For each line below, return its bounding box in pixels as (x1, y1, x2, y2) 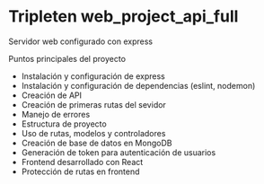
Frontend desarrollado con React (21, 156, 144, 167)
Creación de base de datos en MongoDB (21, 137, 172, 148)
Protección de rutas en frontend (21, 166, 140, 177)
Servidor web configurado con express (8, 36, 154, 47)
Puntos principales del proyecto (8, 53, 127, 64)
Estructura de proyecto (21, 118, 107, 129)
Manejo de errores (21, 109, 91, 119)
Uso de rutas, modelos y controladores (21, 127, 166, 138)
